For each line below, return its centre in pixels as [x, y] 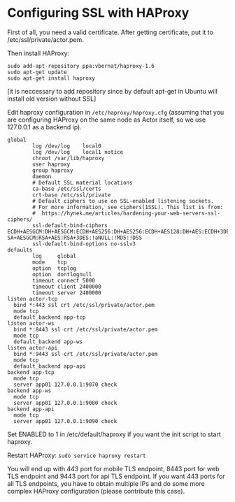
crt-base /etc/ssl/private [72, 195]
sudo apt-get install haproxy [51, 78]
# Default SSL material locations [83, 182]
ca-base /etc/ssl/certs [67, 189]
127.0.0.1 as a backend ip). [44, 127]
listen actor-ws [31, 323]
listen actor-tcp [33, 299]
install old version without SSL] [52, 99]
